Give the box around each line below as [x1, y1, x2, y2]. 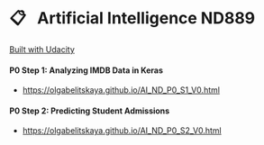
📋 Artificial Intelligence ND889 [9, 8, 256, 29]
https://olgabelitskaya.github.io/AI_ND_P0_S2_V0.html [22, 125, 223, 136]
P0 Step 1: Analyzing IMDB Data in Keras [9, 65, 164, 76]
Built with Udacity [9, 43, 75, 55]
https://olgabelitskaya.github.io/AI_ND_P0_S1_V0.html [22, 85, 221, 95]
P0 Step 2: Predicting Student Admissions [9, 105, 170, 116]
